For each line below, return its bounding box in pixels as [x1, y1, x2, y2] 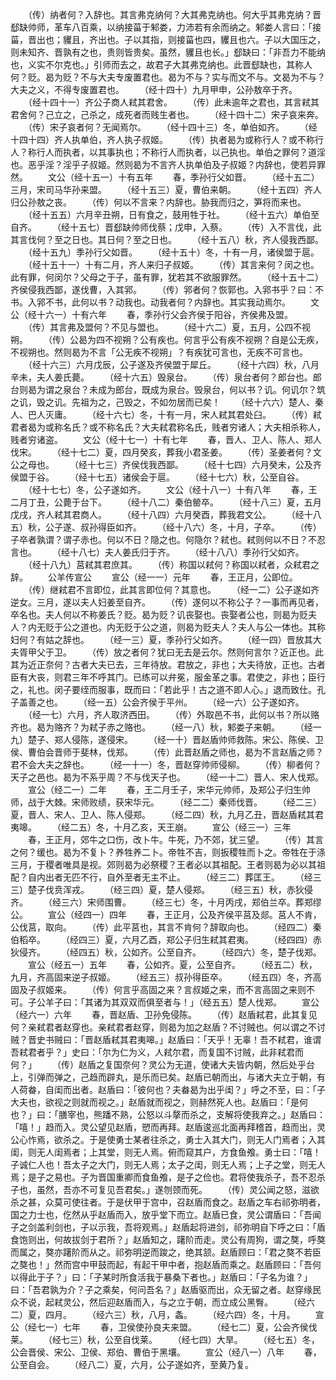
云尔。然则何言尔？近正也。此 [200, 646, 324, 658]
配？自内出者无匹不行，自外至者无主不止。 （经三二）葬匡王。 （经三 [10, 871, 322, 883]
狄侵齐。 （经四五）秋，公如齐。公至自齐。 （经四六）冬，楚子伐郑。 [10, 946, 322, 958]
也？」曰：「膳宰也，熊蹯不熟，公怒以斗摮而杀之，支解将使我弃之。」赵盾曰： [10, 1109, 326, 1120]
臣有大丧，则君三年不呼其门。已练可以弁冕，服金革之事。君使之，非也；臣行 [10, 671, 326, 683]
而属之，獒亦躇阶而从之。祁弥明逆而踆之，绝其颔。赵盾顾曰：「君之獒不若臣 [10, 1246, 322, 1258]
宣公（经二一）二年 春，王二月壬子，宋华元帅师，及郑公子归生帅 [27, 784, 311, 795]
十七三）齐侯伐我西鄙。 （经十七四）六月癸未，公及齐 [86, 459, 322, 470]
